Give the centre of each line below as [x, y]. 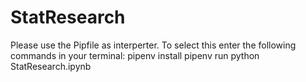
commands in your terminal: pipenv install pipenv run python [135, 55]
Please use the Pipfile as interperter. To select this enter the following [153, 45]
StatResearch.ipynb [51, 66]
